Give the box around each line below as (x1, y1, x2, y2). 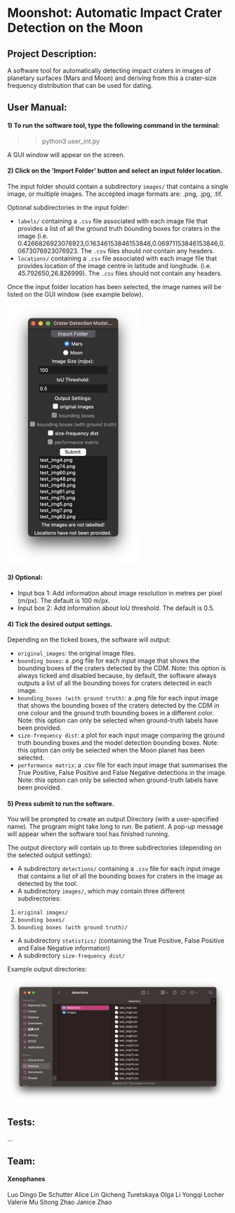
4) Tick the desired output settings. (7, 620, 113, 628)
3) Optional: (7, 574, 43, 582)
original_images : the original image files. (17, 649, 136, 658)
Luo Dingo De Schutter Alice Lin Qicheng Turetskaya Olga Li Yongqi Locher (7, 1190, 224, 1198)
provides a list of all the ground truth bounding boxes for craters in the (17, 224, 221, 232)
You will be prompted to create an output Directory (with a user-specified (7, 815, 219, 823)
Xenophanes (7, 1174, 46, 1184)
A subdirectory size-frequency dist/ (17, 951, 126, 960)
